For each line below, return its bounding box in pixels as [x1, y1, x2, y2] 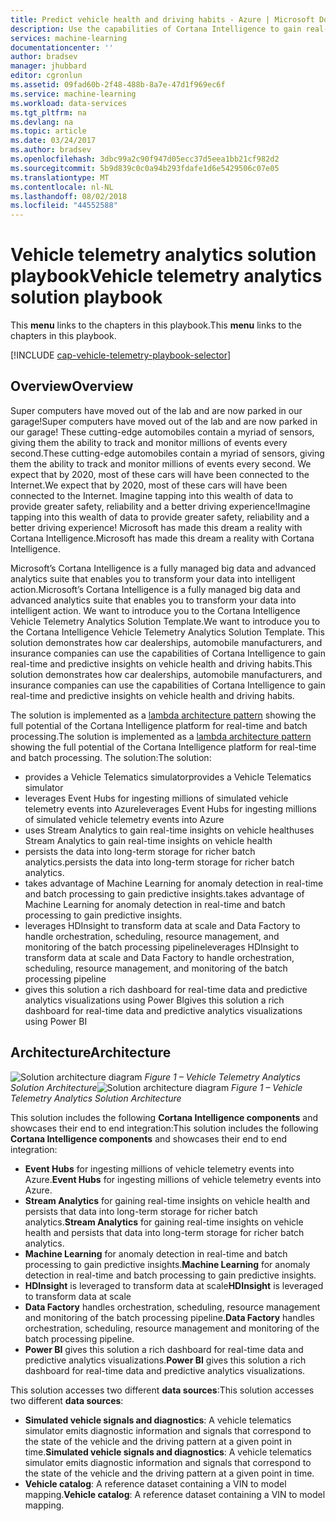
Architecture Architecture [10, 1044, 172, 1061]
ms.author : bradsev [10, 145, 92, 155]
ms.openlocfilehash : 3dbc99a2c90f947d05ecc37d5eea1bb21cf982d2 [10, 154, 280, 164]
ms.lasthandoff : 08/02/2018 [10, 191, 128, 201]
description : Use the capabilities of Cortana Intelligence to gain [10, 24, 302, 34]
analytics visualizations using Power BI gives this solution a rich [24, 994, 285, 1006]
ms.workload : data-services [10, 98, 128, 108]
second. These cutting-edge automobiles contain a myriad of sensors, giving [10, 447, 325, 459]
